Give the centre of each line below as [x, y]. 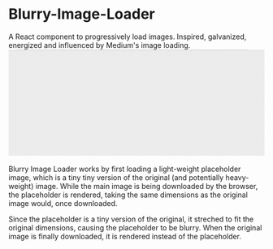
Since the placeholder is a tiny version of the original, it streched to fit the [131, 219]
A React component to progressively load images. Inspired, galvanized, [128, 36]
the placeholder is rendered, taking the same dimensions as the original [128, 195]
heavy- [237, 177]
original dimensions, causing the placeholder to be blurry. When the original [135, 227]
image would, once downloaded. [63, 203]
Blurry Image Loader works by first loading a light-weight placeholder [125, 169]
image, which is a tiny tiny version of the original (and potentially [116, 177]
